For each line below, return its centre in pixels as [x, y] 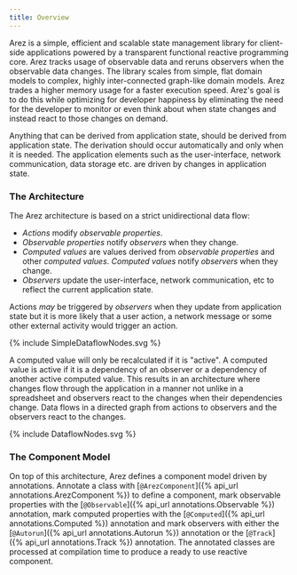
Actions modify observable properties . [92, 233]
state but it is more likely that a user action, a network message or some [141, 315]
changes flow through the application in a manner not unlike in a [126, 388]
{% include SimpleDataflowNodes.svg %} [85, 342]
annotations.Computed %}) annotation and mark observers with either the [144, 523]
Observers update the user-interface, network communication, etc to [148, 280]
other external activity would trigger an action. [94, 325]
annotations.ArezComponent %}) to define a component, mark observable [145, 495]
